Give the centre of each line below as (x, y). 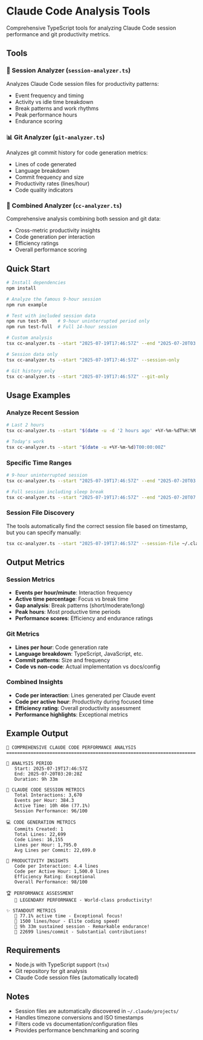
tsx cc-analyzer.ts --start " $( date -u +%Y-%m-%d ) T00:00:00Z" (86, 447)
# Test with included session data (51, 315)
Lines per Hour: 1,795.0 (46, 845)
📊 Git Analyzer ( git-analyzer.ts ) (56, 137)
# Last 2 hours (25, 425)
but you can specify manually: (44, 532)
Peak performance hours (46, 115)
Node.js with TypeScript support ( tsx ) (62, 964)
